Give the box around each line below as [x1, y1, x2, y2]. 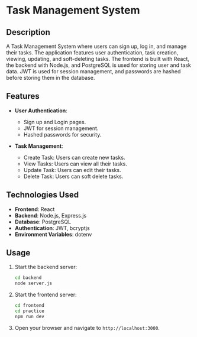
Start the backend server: [14, 264, 77, 271]
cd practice [14, 308, 44, 314]
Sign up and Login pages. [23, 118, 86, 125]
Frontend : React [14, 205, 55, 213]
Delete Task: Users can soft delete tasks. [23, 173, 124, 180]
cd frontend [14, 303, 44, 309]
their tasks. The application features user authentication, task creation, [6, 49, 179, 56]
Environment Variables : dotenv [14, 231, 92, 238]
